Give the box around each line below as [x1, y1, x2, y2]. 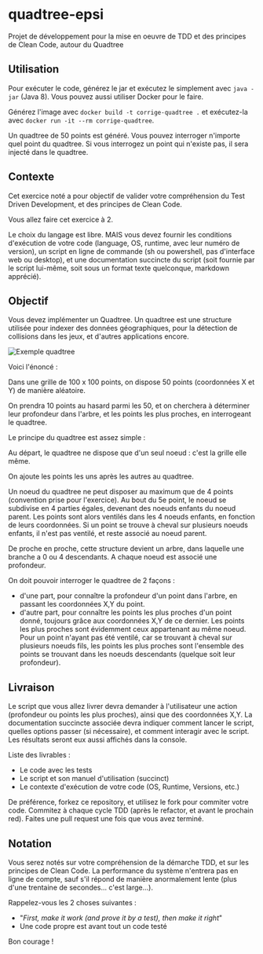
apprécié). [8, 271, 42, 281]
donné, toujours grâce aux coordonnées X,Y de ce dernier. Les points [19, 616, 245, 626]
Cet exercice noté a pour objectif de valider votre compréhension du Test [8, 191, 245, 200]
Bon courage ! [8, 937, 54, 946]
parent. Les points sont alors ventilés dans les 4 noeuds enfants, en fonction [8, 512, 255, 522]
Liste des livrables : [8, 750, 71, 760]
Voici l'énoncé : [8, 362, 58, 372]
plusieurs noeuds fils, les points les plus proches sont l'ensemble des [19, 641, 245, 651]
